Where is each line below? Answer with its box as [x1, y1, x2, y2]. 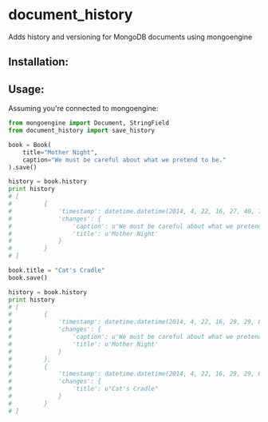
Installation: [8, 55, 69, 69]
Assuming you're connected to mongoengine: [8, 104, 159, 113]
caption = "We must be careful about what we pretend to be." [22, 156, 227, 164]
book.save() [8, 273, 48, 281]
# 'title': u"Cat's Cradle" [8, 385, 159, 393]
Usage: [8, 82, 45, 96]
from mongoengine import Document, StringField [8, 119, 170, 127]
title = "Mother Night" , [22, 148, 98, 157]
